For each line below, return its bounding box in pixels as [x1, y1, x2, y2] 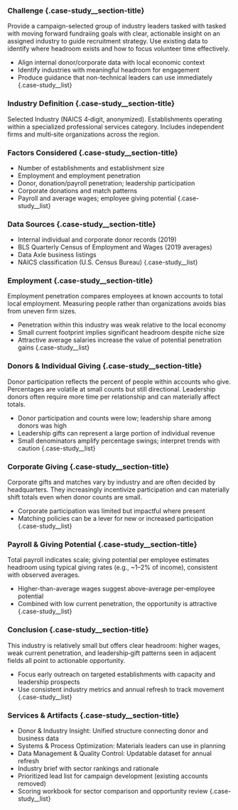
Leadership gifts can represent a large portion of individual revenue [17, 428, 215, 437]
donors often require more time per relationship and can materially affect [7, 392, 220, 401]
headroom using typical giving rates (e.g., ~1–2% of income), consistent [7, 563, 218, 572]
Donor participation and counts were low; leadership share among [17, 414, 212, 422]
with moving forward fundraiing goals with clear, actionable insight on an [7, 29, 220, 38]
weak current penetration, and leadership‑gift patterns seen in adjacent [7, 649, 217, 657]
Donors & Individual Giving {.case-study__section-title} [7, 361, 202, 371]
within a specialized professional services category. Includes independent [7, 122, 225, 131]
